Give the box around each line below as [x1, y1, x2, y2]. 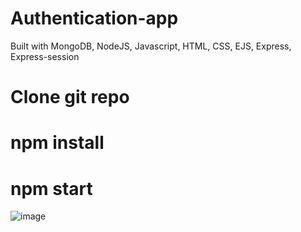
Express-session [10, 50, 80, 62]
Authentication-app [10, 7, 179, 30]
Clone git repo [10, 86, 130, 109]
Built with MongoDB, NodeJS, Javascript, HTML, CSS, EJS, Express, [10, 40, 292, 52]
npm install [10, 132, 105, 154]
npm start [10, 177, 93, 200]
